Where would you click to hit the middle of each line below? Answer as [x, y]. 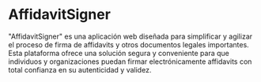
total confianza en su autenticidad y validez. [80, 69]
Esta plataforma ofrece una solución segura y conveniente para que [119, 53]
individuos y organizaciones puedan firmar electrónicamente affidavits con [130, 61]
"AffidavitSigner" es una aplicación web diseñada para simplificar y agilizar [130, 36]
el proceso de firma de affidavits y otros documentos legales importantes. [129, 44]
